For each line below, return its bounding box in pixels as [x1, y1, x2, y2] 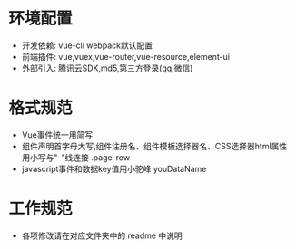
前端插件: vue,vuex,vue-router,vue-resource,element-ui [21, 51, 231, 62]
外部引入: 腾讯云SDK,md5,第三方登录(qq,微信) [21, 62, 193, 73]
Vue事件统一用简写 [21, 129, 93, 140]
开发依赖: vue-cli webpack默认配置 [21, 40, 153, 51]
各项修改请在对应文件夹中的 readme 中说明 [21, 230, 183, 241]
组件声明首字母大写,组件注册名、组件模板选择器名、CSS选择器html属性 [21, 140, 288, 151]
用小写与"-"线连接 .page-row [21, 151, 131, 163]
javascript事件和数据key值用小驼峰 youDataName [21, 163, 207, 174]
